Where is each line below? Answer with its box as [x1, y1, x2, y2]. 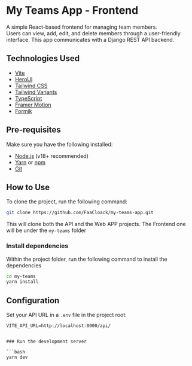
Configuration [6, 295, 60, 306]
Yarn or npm [14, 158, 46, 166]
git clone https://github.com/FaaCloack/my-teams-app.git [6, 210, 154, 216]
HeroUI [14, 75, 33, 83]
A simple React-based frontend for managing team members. [6, 23, 157, 30]
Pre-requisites [6, 125, 61, 135]
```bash [6, 349, 26, 355]
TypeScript [14, 94, 42, 102]
